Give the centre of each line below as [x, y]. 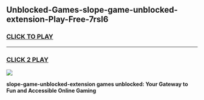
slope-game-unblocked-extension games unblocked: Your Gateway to [97, 84]
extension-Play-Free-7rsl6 [57, 20]
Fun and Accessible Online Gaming [51, 90]
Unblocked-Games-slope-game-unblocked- [92, 10]
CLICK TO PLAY [30, 37]
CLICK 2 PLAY [27, 59]
